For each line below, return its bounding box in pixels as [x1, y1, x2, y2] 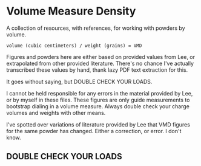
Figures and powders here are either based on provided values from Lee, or [6, 53, 196, 60]
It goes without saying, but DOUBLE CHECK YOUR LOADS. [6, 78, 153, 85]
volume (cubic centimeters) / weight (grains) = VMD [6, 43, 142, 49]
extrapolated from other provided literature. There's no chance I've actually [6, 60, 194, 67]
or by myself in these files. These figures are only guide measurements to [6, 96, 190, 103]
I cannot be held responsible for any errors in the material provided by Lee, [6, 89, 193, 97]
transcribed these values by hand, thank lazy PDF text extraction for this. [6, 66, 188, 74]
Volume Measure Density [6, 4, 136, 18]
